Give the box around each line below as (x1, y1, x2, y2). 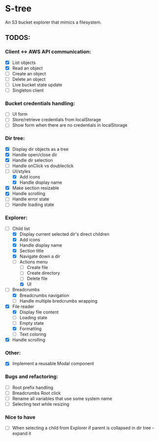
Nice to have (5, 413, 36, 420)
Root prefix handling (12, 384, 53, 390)
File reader (12, 304, 34, 309)
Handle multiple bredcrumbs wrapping (19, 298, 98, 304)
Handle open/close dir (12, 151, 57, 158)
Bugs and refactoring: (5, 373, 58, 380)
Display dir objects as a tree (12, 146, 69, 152)
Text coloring (19, 331, 47, 337)
